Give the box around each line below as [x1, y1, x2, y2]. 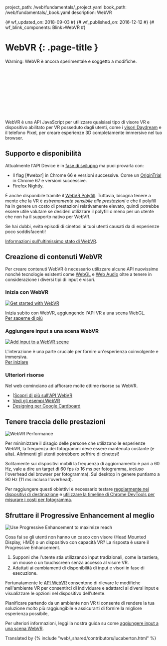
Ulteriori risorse [5, 372, 44, 379]
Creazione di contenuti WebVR [5, 253, 103, 261]
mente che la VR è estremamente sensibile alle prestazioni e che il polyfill [5, 198, 157, 204]
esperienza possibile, [5, 611, 49, 617]
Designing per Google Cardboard [12, 403, 81, 409]
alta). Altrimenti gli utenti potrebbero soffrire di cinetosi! [5, 451, 119, 457]
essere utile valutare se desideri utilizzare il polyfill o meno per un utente [5, 208, 154, 214]
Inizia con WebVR [5, 289, 49, 296]
